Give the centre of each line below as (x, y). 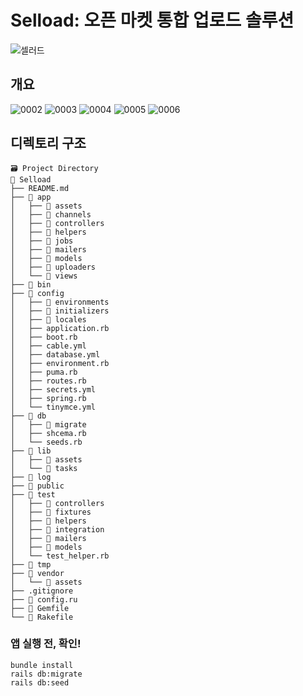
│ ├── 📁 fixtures (51, 512)
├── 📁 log (31, 477)
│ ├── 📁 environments (60, 302)
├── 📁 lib (31, 451)
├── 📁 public (37, 486)
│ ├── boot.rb (44, 337)
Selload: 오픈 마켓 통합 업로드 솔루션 (152, 20)
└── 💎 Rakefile (42, 617)
